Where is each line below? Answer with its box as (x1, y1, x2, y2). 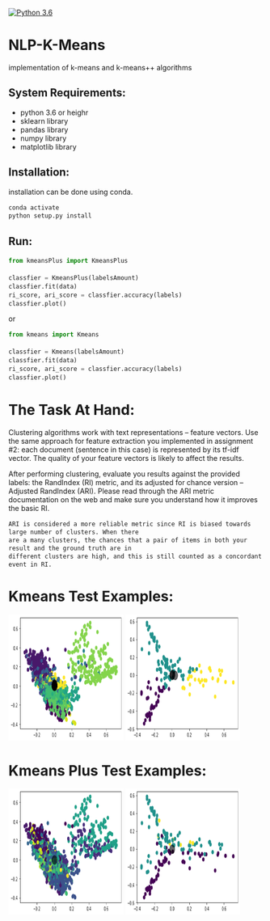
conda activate (8, 203, 60, 212)
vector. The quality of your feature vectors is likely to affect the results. (8, 453, 244, 463)
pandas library (19, 125, 69, 134)
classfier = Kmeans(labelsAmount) (8, 348, 125, 356)
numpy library (19, 133, 67, 143)
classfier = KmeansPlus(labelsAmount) (8, 273, 139, 282)
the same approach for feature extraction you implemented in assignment (8, 436, 254, 446)
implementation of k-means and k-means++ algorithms (8, 62, 192, 72)
